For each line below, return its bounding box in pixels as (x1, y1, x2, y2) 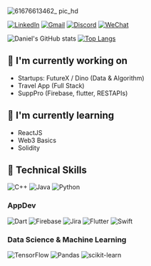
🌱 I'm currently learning (7, 110, 115, 122)
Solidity (17, 143, 41, 152)
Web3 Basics (17, 136, 57, 144)
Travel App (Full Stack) (17, 81, 85, 90)
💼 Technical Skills (7, 164, 88, 176)
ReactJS (17, 128, 43, 137)
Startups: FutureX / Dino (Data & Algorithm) (17, 73, 145, 82)
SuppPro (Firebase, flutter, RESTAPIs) (17, 89, 128, 97)
